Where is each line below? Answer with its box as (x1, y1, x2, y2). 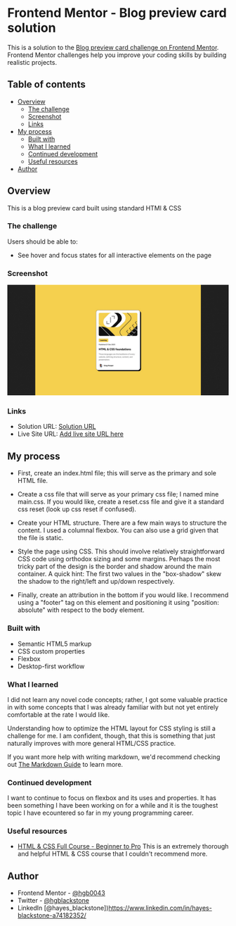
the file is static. (17, 534, 64, 542)
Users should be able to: (7, 237, 79, 246)
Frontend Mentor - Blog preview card (7, 5, 227, 21)
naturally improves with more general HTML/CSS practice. (7, 739, 176, 747)
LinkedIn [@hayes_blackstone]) (17, 903, 109, 913)
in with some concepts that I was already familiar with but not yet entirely (7, 703, 219, 711)
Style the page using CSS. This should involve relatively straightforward (17, 547, 225, 556)
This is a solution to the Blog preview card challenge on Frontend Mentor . (7, 43, 219, 51)
